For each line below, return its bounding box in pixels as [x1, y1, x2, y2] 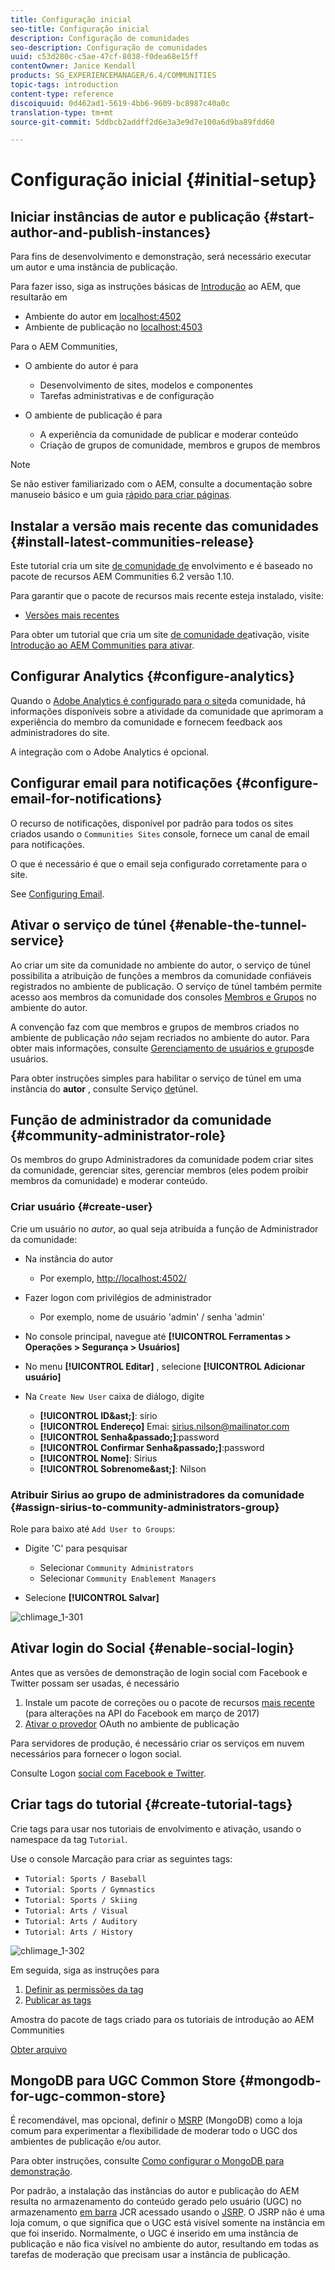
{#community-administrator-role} [10, 1127, 227, 1144]
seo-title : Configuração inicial [10, 24, 150, 34]
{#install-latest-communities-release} [10, 533, 255, 550]
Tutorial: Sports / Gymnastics [24, 1884, 156, 1895]
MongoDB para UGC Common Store [10, 2072, 237, 2089]
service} [10, 932, 65, 950]
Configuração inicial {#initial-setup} [10, 169, 317, 191]
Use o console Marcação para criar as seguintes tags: [10, 1852, 233, 1865]
